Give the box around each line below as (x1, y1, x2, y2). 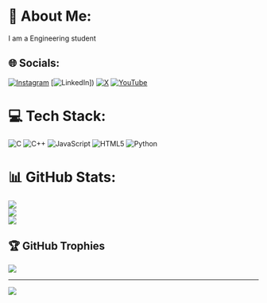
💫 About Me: (8, 7, 92, 25)
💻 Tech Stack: (8, 107, 106, 125)
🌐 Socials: (8, 56, 60, 70)
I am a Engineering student (8, 33, 97, 43)
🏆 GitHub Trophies (8, 239, 106, 253)
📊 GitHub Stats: (8, 168, 117, 186)
